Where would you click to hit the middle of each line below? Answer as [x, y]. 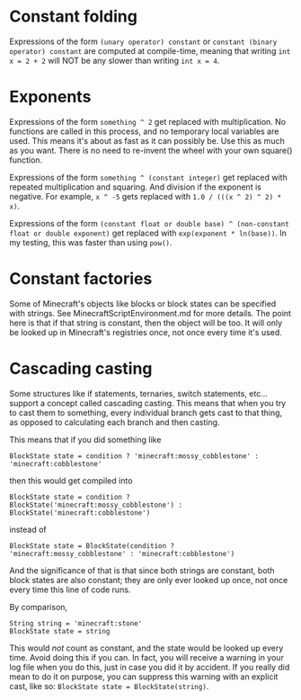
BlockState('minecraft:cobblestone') [80, 513]
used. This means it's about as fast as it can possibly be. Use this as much [147, 140]
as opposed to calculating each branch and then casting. [115, 422]
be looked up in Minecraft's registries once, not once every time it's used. [146, 332]
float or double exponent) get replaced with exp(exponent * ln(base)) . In [148, 233]
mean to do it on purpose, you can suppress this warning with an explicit [144, 677]
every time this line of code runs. [70, 589]
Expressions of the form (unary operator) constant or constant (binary [143, 41]
